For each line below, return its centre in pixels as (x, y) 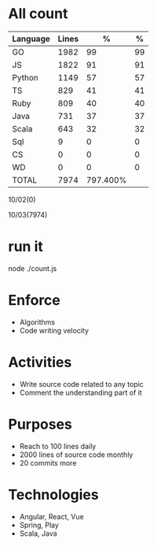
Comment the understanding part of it (81, 392)
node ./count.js (33, 268)
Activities (40, 362)
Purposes (40, 424)
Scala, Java (38, 533)
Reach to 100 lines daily (58, 446)
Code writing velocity (54, 330)
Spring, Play (39, 525)
